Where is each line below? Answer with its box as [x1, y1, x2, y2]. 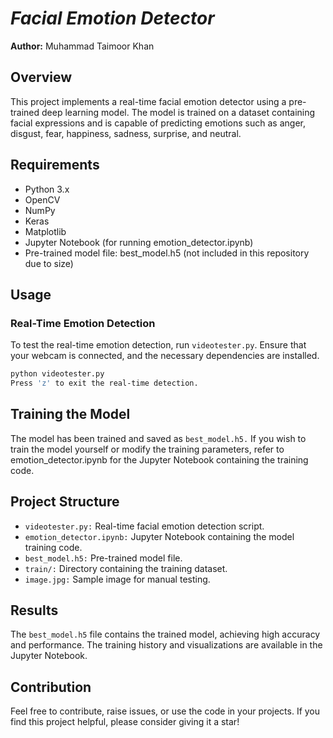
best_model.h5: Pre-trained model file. [24, 552, 183, 564]
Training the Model [10, 406, 131, 423]
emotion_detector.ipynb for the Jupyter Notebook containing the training [10, 453, 309, 466]
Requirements [10, 157, 100, 174]
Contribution [10, 678, 92, 696]
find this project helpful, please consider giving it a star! [10, 716, 240, 728]
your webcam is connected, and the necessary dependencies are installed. [10, 350, 320, 362]
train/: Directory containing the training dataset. [24, 562, 228, 574]
